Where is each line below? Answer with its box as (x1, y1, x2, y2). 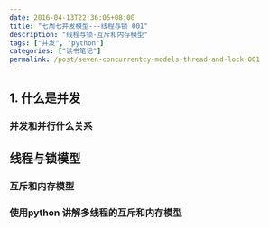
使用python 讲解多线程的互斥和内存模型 (9, 206, 182, 219)
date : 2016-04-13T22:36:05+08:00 (9, 13, 135, 23)
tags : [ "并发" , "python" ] (9, 38, 105, 48)
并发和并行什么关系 (9, 120, 93, 132)
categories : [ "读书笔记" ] (9, 47, 102, 56)
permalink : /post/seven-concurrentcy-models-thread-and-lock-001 (9, 55, 260, 64)
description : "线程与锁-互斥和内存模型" (9, 30, 149, 39)
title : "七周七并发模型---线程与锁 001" (9, 22, 149, 31)
